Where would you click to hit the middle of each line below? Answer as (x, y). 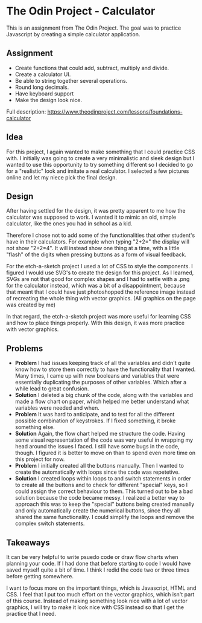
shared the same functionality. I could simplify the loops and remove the (105, 517)
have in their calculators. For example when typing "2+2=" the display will (98, 242)
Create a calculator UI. (43, 74)
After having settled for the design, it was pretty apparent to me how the (96, 211)
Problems (25, 348)
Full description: (26, 111)
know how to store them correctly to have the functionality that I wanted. (105, 369)
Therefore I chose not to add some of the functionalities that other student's (101, 235)
